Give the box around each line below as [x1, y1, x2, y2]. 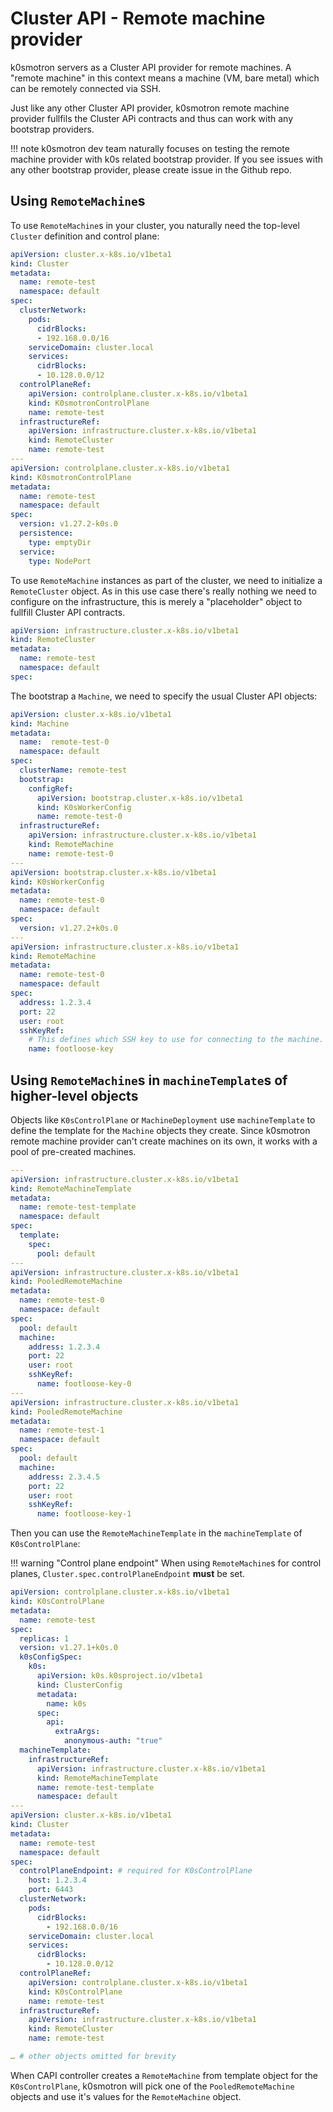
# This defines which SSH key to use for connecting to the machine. [28, 1035, 325, 1045]
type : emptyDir [28, 537, 92, 547]
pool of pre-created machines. [10, 1145, 137, 1157]
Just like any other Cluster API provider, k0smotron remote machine [10, 102, 290, 114]
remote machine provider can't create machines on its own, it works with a [10, 1135, 318, 1147]
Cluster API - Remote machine [10, 7, 266, 30]
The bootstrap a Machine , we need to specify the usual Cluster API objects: [10, 690, 318, 702]
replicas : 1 [19, 1633, 70, 1644]
